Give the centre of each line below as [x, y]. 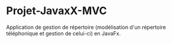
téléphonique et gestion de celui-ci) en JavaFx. [64, 33]
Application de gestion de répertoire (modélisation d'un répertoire [86, 27]
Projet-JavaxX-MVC [57, 11]
